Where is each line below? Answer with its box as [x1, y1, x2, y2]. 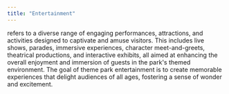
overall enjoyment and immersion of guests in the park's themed [7, 58, 191, 66]
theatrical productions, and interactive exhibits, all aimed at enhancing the [7, 51, 218, 59]
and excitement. [7, 80, 53, 88]
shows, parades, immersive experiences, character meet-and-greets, [7, 43, 205, 51]
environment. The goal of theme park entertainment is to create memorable [7, 65, 223, 73]
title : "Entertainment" [7, 10, 76, 17]
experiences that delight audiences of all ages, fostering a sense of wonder [7, 73, 223, 81]
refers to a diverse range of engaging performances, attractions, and [7, 29, 203, 37]
